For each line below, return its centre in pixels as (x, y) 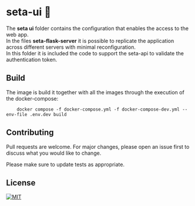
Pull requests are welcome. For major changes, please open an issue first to (98, 147)
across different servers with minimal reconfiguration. (71, 47)
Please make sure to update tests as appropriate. (65, 164)
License (21, 183)
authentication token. (32, 59)
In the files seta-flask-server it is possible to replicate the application (90, 41)
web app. (17, 34)
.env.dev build (48, 114)
